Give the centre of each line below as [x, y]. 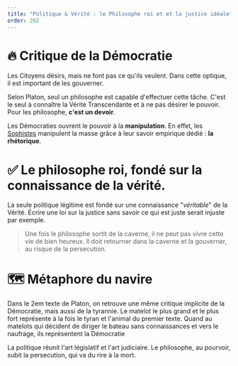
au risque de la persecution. [66, 249]
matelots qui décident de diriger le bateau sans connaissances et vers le [113, 326]
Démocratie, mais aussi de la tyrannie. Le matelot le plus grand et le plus [113, 311]
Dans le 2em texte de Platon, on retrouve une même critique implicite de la [116, 303]
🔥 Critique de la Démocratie [90, 56]
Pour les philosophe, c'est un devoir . [61, 112]
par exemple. [27, 220]
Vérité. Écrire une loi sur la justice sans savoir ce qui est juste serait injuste [116, 212]
